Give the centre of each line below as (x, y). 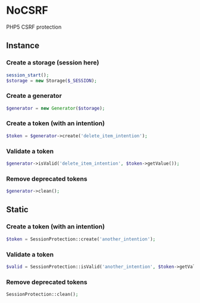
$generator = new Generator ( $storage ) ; (56, 108)
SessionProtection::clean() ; (42, 295)
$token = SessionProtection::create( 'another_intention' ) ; (81, 239)
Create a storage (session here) (53, 63)
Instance (23, 46)
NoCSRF (27, 10)
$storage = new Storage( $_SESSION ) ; (51, 81)
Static (17, 210)
